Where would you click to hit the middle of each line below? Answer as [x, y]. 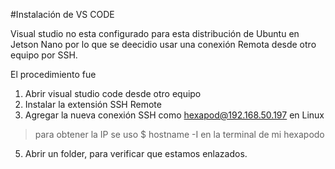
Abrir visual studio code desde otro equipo [113, 93]
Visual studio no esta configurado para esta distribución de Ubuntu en [155, 33]
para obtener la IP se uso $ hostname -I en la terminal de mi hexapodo [179, 134]
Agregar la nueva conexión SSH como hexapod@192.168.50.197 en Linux [174, 115]
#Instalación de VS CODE [62, 14]
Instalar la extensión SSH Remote [93, 104]
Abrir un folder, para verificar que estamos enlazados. [136, 153]
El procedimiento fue [53, 74]
